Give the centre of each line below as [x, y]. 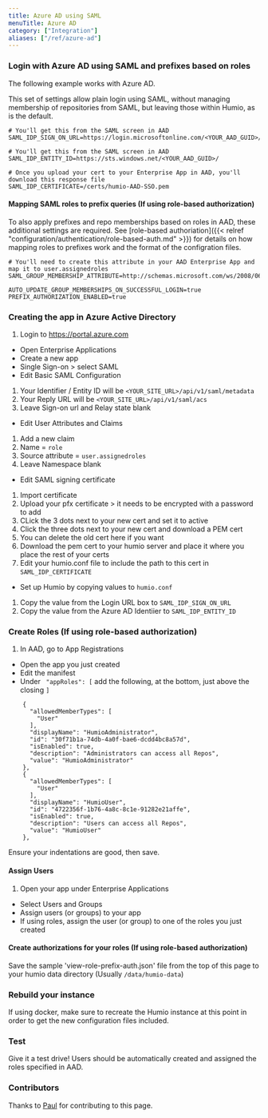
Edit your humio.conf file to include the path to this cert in [114, 563]
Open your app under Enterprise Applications [94, 889]
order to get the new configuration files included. [89, 1021]
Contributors [34, 1088]
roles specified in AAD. [46, 1067]
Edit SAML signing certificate [67, 479]
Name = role [41, 448]
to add [30, 512]
